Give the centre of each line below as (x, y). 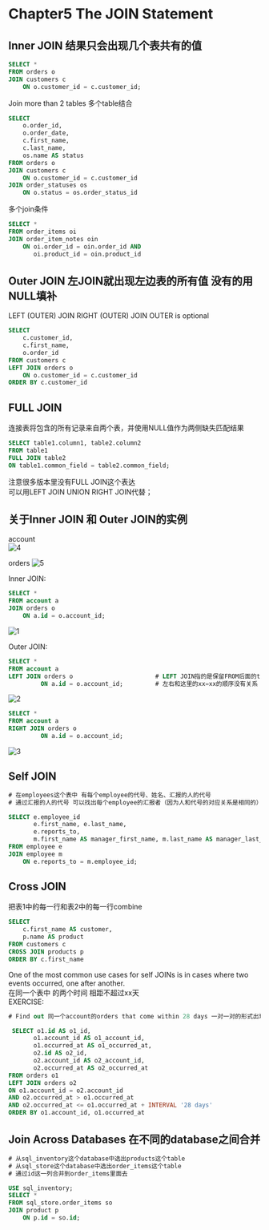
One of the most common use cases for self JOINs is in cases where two (128, 974)
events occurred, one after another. (67, 983)
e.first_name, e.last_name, (80, 825)
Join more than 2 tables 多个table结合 (70, 103)
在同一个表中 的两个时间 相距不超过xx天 (74, 992)
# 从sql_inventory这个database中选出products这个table (97, 1159)
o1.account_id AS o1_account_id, (89, 1038)
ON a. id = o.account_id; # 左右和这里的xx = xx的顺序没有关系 (149, 684)
